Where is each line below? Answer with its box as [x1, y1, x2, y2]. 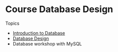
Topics [5, 20, 19, 26]
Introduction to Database [12, 30, 65, 36]
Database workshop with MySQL [12, 40, 82, 46]
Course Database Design [5, 4, 113, 15]
